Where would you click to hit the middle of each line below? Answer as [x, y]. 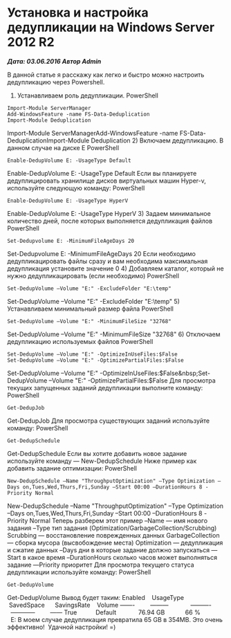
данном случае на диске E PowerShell [63, 147]
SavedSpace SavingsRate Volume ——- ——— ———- [110, 605]
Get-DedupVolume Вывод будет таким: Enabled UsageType [96, 597]
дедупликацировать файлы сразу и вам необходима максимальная [108, 261]
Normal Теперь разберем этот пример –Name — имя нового [119, 520]
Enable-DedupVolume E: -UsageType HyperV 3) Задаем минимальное [109, 213]
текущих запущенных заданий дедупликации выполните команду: [105, 388]
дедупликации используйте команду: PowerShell [79, 572]
